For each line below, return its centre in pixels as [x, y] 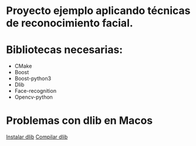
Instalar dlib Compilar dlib [37, 137]
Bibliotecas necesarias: [65, 50]
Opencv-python [33, 97]
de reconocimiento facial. [70, 23]
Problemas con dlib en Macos [80, 121]
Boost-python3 [33, 79]
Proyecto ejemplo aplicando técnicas [98, 11]
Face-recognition [36, 91]
